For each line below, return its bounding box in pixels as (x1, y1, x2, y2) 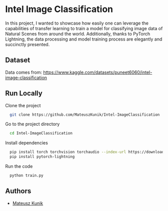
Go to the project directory (5, 121, 60, 127)
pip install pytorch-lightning (9, 154, 75, 159)
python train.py (9, 173, 43, 178)
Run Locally (5, 89, 42, 98)
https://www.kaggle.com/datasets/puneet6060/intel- (43, 69, 152, 75)
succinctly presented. (5, 41, 50, 47)
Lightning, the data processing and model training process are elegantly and (5, 36, 162, 42)
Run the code (5, 163, 33, 169)
